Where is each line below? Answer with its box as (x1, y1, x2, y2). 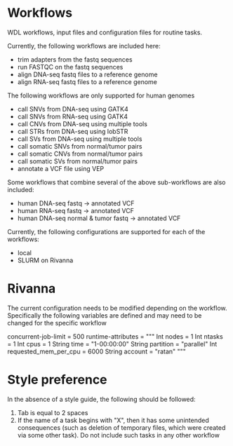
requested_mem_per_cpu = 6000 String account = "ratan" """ (7, 347, 186, 356)
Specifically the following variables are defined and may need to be (7, 311, 202, 320)
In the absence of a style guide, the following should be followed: (7, 395, 196, 403)
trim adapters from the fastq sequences (17, 55, 133, 64)
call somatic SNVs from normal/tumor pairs (17, 142, 142, 150)
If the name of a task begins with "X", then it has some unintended (17, 416, 209, 424)
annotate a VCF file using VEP (17, 164, 104, 173)
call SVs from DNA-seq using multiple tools (17, 135, 142, 143)
